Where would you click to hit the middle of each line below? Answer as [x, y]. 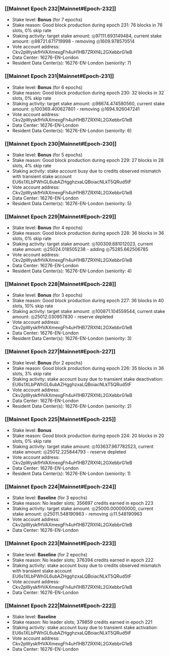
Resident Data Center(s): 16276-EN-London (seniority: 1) [71, 474]
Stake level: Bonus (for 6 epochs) [47, 87]
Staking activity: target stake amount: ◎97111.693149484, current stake [87, 36]
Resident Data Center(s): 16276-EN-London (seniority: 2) [72, 406]
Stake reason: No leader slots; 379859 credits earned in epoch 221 [82, 622]
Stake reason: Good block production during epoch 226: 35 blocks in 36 [88, 368]
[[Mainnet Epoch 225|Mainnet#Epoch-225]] [60, 419]
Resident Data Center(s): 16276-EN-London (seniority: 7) [72, 63]
